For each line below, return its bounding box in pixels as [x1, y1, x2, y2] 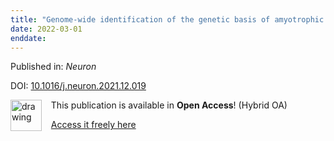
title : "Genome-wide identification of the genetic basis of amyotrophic [10, 14, 325, 25]
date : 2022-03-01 [10, 24, 83, 34]
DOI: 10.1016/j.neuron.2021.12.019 [10, 80, 147, 92]
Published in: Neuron [10, 61, 97, 73]
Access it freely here [50, 119, 137, 131]
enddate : [10, 33, 47, 43]
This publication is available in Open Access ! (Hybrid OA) [50, 99, 288, 111]
